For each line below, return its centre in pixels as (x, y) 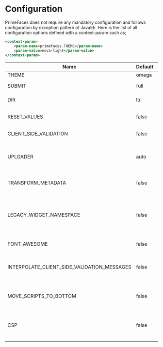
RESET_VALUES (25, 117)
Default (145, 67)
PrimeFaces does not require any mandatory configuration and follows (75, 22)
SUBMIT (17, 86)
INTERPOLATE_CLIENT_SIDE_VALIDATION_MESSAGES (70, 267)
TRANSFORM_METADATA (37, 183)
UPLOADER (20, 157)
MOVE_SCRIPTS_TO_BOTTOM (42, 296)
